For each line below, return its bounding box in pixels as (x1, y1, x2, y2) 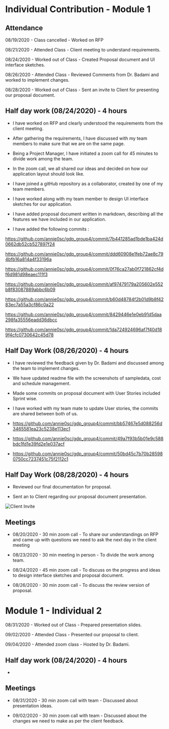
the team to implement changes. (12, 365, 80, 371)
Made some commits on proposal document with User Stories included (12, 390, 160, 396)
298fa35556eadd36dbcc (5, 317, 58, 323)
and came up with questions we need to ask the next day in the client (12, 537, 157, 543)
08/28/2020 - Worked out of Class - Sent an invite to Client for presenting (5, 87, 159, 93)
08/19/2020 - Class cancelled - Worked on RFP (5, 37, 104, 43)
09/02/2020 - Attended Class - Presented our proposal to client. (5, 632, 139, 638)
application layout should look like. (12, 170, 85, 177)
